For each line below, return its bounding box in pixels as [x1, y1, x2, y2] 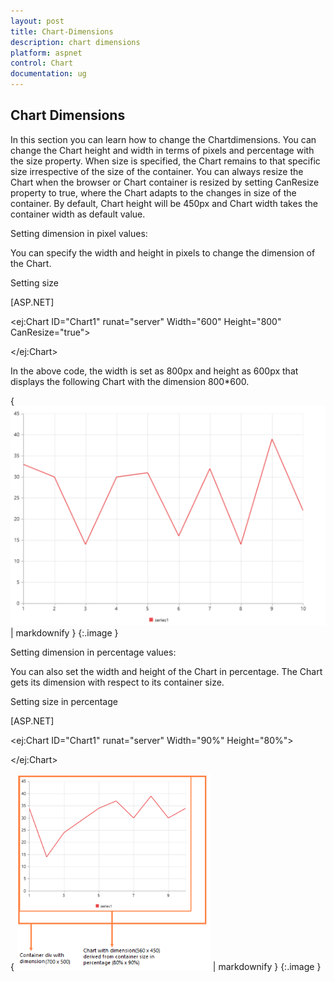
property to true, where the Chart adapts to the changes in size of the [10, 186, 297, 199]
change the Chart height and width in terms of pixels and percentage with [10, 144, 315, 156]
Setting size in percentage [10, 695, 118, 707]
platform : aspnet [10, 48, 83, 58]
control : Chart [10, 58, 74, 69]
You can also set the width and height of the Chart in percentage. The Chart [10, 665, 323, 677]
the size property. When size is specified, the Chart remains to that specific [10, 155, 321, 167]
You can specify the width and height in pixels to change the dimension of [10, 246, 316, 259]
